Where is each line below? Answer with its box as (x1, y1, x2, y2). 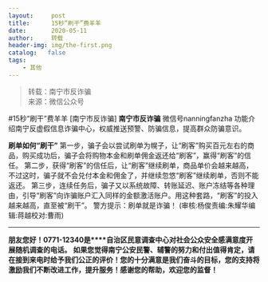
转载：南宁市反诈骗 (27, 86, 92, 96)
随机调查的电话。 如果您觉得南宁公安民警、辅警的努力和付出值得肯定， (14, 244, 248, 254)
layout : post (8, 11, 66, 20)
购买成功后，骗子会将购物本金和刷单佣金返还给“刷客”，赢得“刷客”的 (22, 150, 245, 160)
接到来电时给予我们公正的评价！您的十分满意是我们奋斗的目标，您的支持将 (14, 255, 260, 264)
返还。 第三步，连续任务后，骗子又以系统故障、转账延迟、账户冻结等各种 (8, 181, 248, 190)
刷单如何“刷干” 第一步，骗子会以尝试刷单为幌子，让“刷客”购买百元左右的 (8, 141, 248, 150)
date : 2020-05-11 (8, 26, 88, 34)
